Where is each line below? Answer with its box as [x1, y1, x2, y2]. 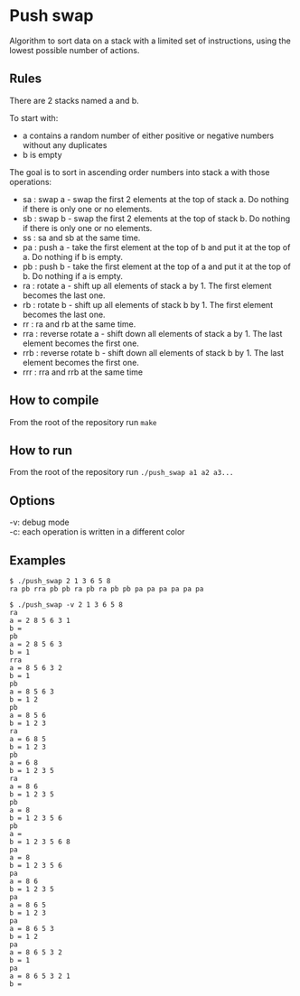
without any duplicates [22, 139, 108, 150]
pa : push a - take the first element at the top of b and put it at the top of [22, 241, 291, 253]
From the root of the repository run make [9, 416, 157, 427]
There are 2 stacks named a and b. [9, 95, 140, 106]
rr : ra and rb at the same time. [22, 318, 136, 330]
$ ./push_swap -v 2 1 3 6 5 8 [9, 600, 124, 610]
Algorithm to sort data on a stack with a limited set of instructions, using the [9, 35, 291, 46]
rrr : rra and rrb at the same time [22, 367, 143, 377]
